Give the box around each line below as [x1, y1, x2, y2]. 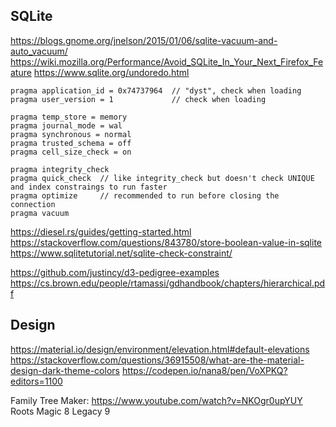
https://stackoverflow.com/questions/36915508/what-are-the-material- [10, 354, 305, 366]
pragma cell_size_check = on [10, 147, 132, 157]
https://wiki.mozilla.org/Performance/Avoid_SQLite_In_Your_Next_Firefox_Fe [10, 55, 324, 68]
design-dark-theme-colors [10, 364, 120, 376]
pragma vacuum [10, 208, 70, 218]
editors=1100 [10, 375, 63, 387]
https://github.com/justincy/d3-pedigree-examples [10, 266, 220, 278]
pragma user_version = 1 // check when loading [10, 94, 267, 104]
